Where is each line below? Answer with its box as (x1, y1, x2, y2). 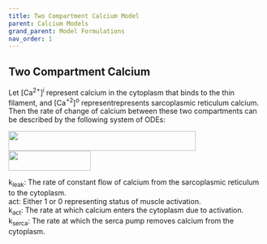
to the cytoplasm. (8, 188, 67, 198)
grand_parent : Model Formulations (8, 27, 126, 35)
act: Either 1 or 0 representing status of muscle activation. (8, 197, 201, 207)
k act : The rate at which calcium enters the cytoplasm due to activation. (8, 205, 244, 216)
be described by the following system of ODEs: (8, 115, 166, 124)
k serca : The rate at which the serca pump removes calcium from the (8, 216, 234, 228)
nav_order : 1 (8, 34, 53, 43)
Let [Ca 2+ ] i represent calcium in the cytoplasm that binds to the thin (8, 86, 235, 98)
